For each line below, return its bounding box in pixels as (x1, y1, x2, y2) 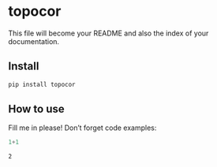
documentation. (8, 36, 60, 46)
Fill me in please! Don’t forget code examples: (8, 123, 157, 132)
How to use (8, 102, 65, 116)
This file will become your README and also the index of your (8, 28, 209, 38)
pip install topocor (8, 80, 77, 88)
